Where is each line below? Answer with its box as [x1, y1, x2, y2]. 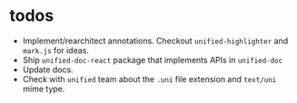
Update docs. [22, 64, 74, 75]
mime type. [22, 83, 65, 94]
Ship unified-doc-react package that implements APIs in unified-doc [22, 54, 283, 65]
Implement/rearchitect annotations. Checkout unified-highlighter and [22, 35, 289, 46]
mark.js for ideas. [22, 44, 89, 55]
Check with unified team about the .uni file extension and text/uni [22, 73, 277, 84]
